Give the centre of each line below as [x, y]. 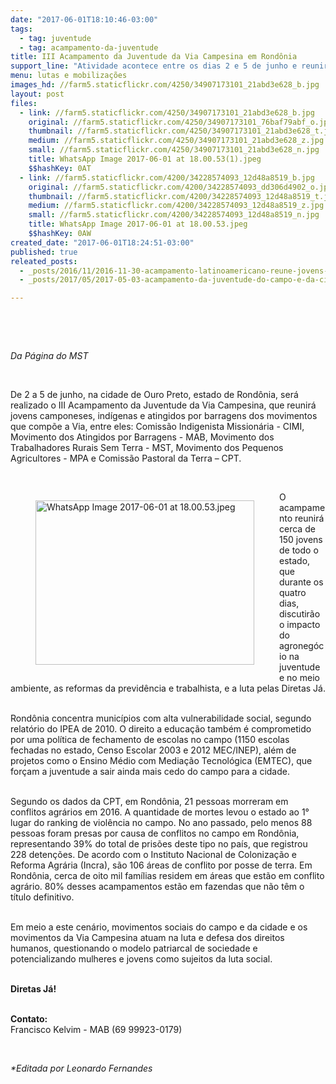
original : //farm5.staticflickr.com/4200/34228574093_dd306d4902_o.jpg [180, 187]
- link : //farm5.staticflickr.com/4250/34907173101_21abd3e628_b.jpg [167, 112]
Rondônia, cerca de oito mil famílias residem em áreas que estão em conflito [167, 876]
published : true [44, 252]
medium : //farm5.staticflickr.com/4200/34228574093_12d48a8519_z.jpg [176, 206]
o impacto [300, 625]
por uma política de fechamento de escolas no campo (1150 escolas [150, 740]
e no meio [299, 678]
